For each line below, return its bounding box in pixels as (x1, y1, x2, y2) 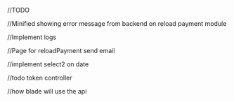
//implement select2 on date (7, 60, 89, 68)
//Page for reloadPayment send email (7, 47, 115, 54)
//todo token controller (7, 73, 72, 82)
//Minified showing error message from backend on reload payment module (7, 20, 227, 27)
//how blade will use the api (7, 87, 87, 95)
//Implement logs (7, 33, 57, 41)
